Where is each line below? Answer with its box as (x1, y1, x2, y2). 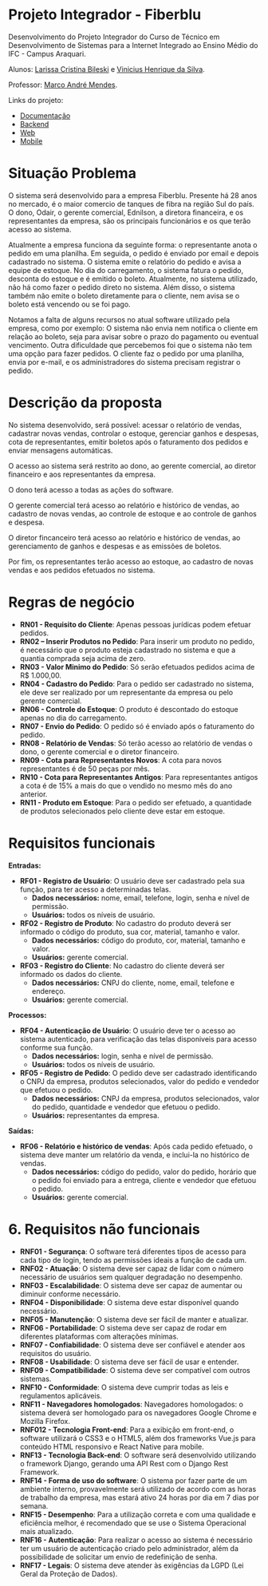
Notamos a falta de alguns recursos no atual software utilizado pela (8, 314, 231, 324)
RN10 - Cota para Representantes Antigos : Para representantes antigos (19, 772, 258, 781)
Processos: (8, 1010, 47, 1019)
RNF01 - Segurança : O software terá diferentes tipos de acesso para (19, 1247, 246, 1256)
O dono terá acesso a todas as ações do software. (8, 485, 174, 494)
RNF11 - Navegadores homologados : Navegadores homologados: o (19, 1399, 243, 1409)
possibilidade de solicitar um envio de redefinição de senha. (19, 1552, 218, 1561)
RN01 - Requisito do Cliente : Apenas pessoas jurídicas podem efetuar (19, 619, 251, 629)
